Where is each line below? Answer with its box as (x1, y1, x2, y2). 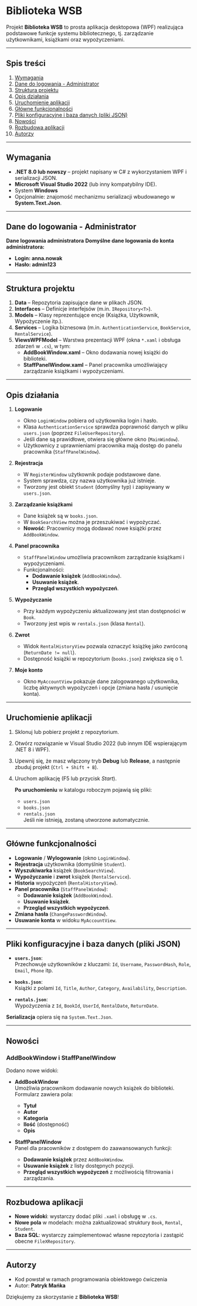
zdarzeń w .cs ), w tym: (14, 343, 71, 350)
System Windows (14, 186, 58, 194)
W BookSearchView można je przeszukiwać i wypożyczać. (23, 519, 161, 525)
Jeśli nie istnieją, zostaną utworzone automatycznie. (23, 816, 150, 823)
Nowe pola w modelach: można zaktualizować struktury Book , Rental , (14, 1219, 183, 1226)
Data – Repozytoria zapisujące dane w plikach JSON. (14, 299, 144, 306)
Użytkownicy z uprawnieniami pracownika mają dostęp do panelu (23, 442, 182, 449)
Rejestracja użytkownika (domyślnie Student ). (14, 861, 126, 868)
